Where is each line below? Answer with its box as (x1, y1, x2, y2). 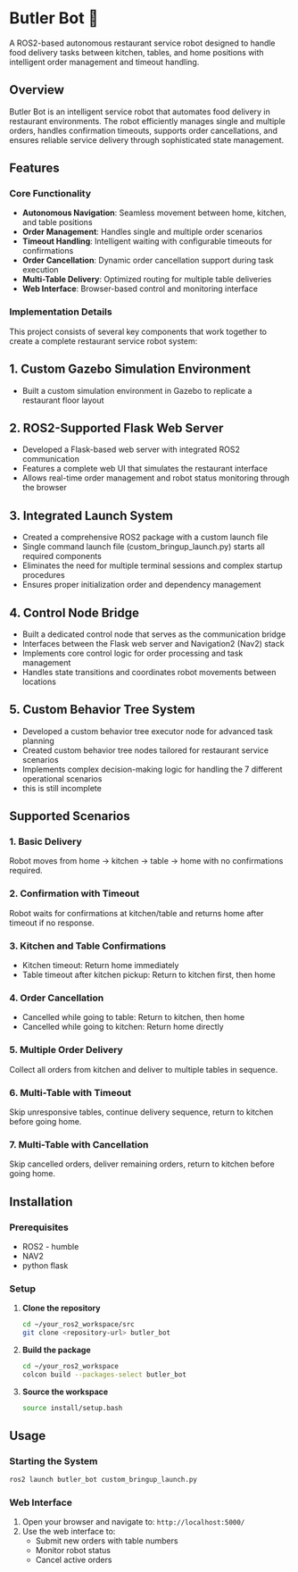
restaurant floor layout (21, 395, 104, 406)
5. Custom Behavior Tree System (9, 702, 195, 717)
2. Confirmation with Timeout (9, 888, 140, 900)
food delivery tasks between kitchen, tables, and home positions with (9, 46, 265, 57)
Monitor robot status (35, 1545, 112, 1556)
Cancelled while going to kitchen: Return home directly (21, 1022, 225, 1033)
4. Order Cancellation (9, 991, 104, 1004)
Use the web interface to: (21, 1526, 116, 1537)
